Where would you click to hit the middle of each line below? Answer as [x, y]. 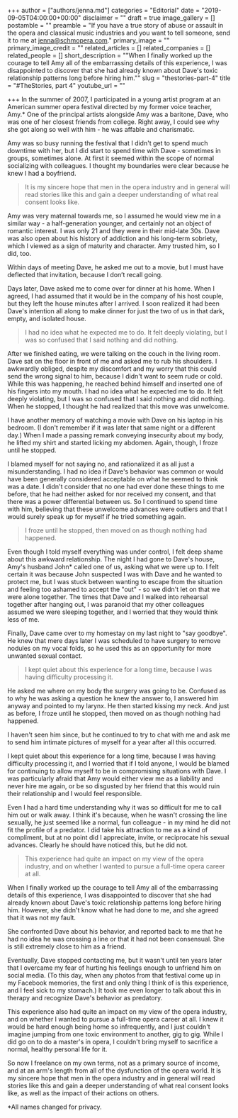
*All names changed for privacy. [55, 1107]
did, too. [19, 253]
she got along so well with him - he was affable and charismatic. [101, 129]
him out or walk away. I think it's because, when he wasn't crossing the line [117, 815]
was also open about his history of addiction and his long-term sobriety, [112, 238]
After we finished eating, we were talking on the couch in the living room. [114, 353]
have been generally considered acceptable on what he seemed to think [113, 479]
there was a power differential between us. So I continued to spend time [112, 502]
